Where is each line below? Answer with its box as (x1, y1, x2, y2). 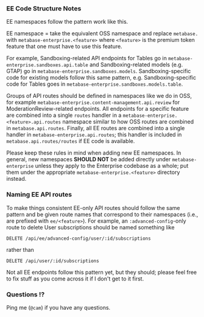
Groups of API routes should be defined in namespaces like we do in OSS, (6, 92, 192, 100)
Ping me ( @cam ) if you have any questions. (6, 304, 111, 311)
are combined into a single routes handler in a (6, 111, 122, 119)
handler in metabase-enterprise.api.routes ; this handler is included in (6, 131, 182, 138)
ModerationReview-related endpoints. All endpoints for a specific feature (6, 105, 189, 113)
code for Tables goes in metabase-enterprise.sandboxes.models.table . (6, 80, 183, 88)
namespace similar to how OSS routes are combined (62, 118, 194, 125)
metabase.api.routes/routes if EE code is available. (6, 138, 135, 145)
